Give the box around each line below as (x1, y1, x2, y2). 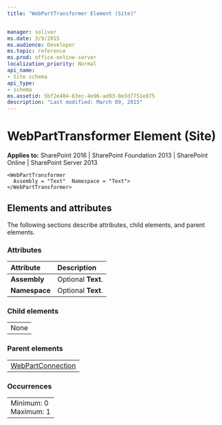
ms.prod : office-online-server (7, 54, 97, 61)
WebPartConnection (10, 360, 76, 370)
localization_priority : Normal (7, 61, 97, 67)
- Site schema (7, 73, 48, 80)
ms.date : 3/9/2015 (7, 35, 60, 42)
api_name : (7, 67, 36, 74)
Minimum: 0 (10, 398, 49, 408)
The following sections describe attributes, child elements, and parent (7, 221, 205, 229)
